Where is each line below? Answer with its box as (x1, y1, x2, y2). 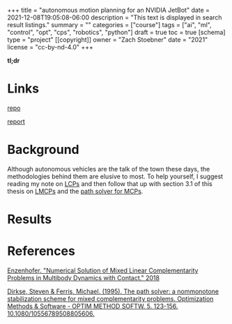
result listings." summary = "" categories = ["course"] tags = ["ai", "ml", (7, 21, 212, 29)
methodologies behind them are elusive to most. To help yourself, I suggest (7, 172, 224, 180)
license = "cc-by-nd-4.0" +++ (7, 43, 94, 51)
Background (7, 142, 79, 157)
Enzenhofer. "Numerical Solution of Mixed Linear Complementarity (7, 266, 199, 275)
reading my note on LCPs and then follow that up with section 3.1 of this (7, 179, 212, 187)
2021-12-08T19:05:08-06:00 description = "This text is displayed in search (7, 13, 222, 22)
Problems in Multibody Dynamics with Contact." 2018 (7, 274, 160, 281)
